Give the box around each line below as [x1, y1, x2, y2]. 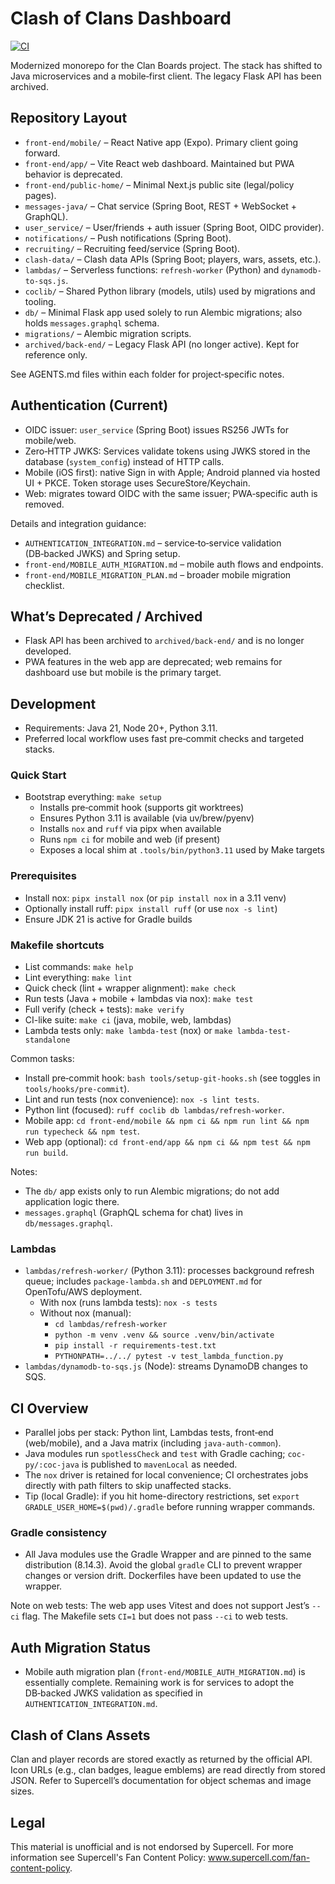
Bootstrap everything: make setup [24, 791, 162, 803]
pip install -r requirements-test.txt [54, 1341, 217, 1351]
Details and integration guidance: [10, 517, 147, 529]
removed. [24, 498, 65, 510]
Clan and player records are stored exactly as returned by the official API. [10, 1753, 313, 1766]
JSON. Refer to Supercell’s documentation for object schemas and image [10, 1775, 312, 1787]
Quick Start [10, 768, 67, 782]
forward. [24, 147, 61, 159]
